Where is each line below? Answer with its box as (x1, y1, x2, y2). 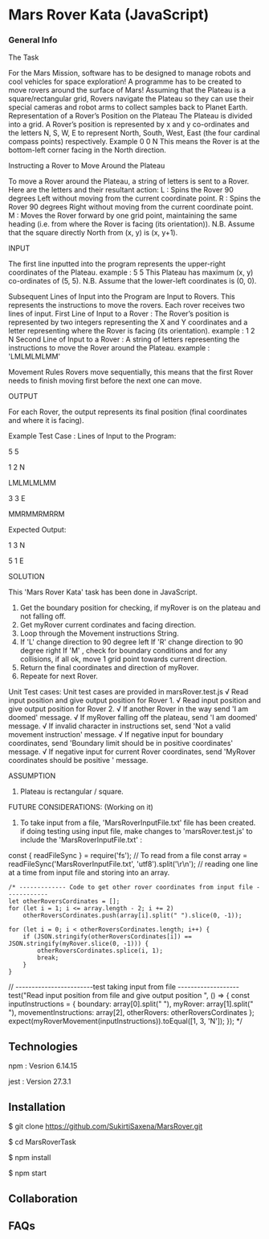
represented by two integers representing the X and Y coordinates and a (8, 317, 248, 327)
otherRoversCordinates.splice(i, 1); (37, 947, 163, 955)
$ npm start (8, 1168, 47, 1178)
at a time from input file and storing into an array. (8, 868, 170, 877)
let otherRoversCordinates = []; (8, 897, 120, 905)
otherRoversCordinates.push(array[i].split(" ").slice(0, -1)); (22, 912, 243, 920)
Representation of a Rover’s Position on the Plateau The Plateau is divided (8, 111, 253, 121)
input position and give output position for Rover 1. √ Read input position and (8, 695, 261, 706)
